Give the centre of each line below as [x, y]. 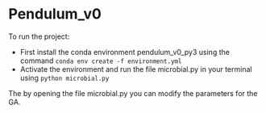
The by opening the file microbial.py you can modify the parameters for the [133, 93]
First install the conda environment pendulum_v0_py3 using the [125, 52]
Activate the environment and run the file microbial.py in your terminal [136, 69]
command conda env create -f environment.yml [101, 61]
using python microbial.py [64, 77]
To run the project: [39, 36]
